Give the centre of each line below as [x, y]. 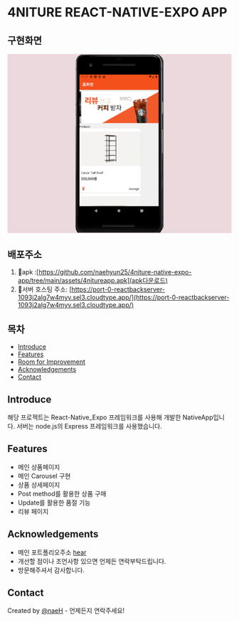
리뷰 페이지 [33, 511]
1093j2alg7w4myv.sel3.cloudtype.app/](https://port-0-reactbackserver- [123, 297]
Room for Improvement [51, 362]
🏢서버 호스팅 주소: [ [45, 289]
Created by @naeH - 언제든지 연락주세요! [66, 611]
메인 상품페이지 [39, 467]
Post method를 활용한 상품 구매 [62, 493]
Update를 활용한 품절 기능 [54, 503]
